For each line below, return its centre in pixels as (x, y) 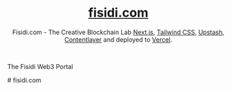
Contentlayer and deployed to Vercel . (118, 39)
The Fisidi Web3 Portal (40, 66)
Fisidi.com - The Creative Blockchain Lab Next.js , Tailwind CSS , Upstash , (118, 32)
